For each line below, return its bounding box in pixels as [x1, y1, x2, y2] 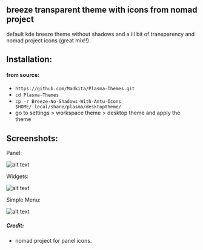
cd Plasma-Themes [15, 92, 59, 99]
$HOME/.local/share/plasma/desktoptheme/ [15, 104, 121, 110]
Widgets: [6, 173, 29, 180]
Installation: [6, 54, 53, 65]
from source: [6, 71, 40, 78]
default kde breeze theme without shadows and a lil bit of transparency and [6, 30, 195, 38]
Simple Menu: [6, 196, 41, 203]
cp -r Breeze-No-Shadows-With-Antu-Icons [15, 99, 121, 105]
